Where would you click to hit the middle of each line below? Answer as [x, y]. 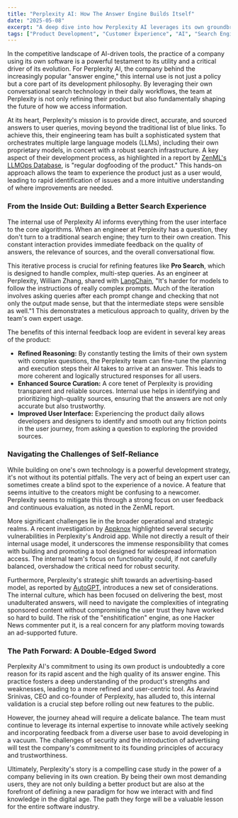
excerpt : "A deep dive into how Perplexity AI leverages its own [106, 27]
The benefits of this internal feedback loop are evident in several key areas [117, 332]
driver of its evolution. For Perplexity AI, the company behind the [102, 69]
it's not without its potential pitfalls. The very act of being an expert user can [119, 477]
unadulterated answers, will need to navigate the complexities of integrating [118, 602]
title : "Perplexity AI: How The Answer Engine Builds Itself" [101, 14]
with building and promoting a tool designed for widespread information [112, 551]
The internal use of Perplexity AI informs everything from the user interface [117, 222]
